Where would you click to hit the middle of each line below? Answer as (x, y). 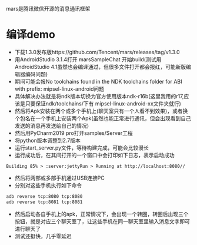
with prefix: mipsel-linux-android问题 (59, 89)
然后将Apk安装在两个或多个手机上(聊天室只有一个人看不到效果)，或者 (98, 111)
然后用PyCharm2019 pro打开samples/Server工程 (74, 133)
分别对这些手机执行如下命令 (48, 185)
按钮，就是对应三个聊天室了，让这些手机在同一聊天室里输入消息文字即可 (102, 221)
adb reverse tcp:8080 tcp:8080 (44, 196)
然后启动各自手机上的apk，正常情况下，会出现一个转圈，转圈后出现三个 (101, 214)
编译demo (31, 35)
